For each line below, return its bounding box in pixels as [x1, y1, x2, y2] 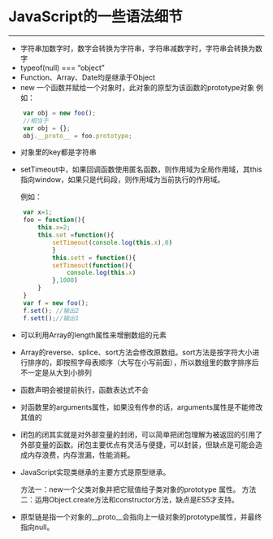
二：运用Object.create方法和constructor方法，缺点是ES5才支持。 [19, 494, 240, 504]
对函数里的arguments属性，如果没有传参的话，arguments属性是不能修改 [19, 402, 263, 411]
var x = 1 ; [23, 208, 53, 216]
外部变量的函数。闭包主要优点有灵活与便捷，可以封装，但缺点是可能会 [19, 440, 256, 450]
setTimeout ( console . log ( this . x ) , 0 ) [51, 238, 173, 246]
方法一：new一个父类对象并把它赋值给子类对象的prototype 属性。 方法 [19, 485, 257, 494]
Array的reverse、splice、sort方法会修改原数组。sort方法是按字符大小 [19, 347, 253, 357]
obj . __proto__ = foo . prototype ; [23, 132, 132, 140]
